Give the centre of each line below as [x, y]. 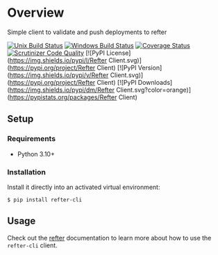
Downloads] [155, 82]
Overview [36, 13]
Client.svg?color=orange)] [153, 90]
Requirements [32, 139]
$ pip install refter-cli [44, 199]
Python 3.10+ [36, 154]
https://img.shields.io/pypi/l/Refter [58, 60]
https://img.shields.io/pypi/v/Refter [59, 75]
